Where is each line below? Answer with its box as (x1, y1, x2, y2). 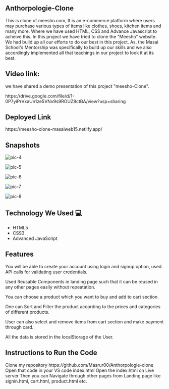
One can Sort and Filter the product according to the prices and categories (5, 303, 160, 310)
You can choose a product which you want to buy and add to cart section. (5, 294, 159, 300)
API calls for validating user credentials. (5, 269, 88, 275)
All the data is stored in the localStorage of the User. (5, 333, 114, 340)
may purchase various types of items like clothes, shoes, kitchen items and (5, 23, 161, 29)
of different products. (5, 309, 49, 315)
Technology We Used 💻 (5, 209, 82, 217)
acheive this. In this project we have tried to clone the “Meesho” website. (5, 33, 157, 39)
